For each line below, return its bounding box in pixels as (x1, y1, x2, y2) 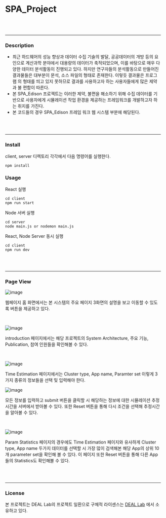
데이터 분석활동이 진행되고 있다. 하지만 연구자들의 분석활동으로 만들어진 (21, 66, 159, 72)
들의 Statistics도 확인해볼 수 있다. (5, 458, 70, 464)
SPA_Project (5, 3, 57, 15)
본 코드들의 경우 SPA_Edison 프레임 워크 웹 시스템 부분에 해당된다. (12, 110, 141, 115)
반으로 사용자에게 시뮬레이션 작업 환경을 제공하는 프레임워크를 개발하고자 (12, 97, 153, 103)
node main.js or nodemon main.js (5, 223, 74, 229)
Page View (5, 278, 31, 285)
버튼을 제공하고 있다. (10, 306, 50, 312)
